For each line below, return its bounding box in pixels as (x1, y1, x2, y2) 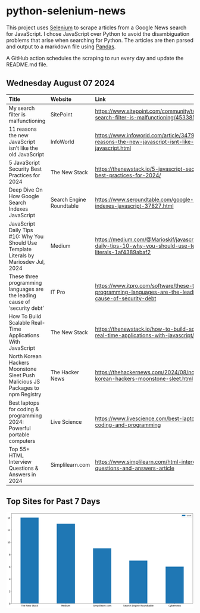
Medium (50, 242, 71, 249)
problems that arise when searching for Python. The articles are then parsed (6, 36, 193, 44)
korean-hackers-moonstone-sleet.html (95, 375, 193, 382)
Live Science (50, 418, 82, 425)
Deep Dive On (8, 186, 43, 193)
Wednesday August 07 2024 (6, 78, 115, 88)
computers (8, 437, 36, 444)
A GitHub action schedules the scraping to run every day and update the (6, 54, 184, 61)
